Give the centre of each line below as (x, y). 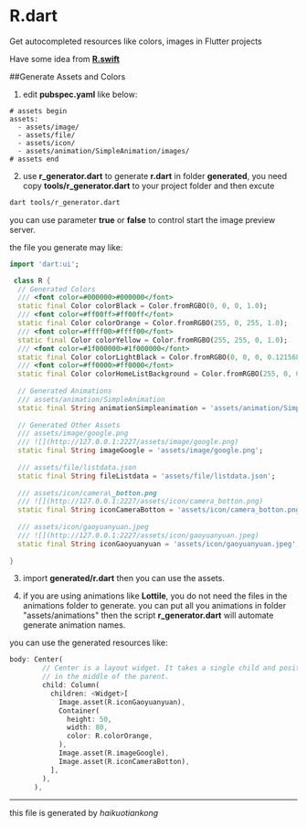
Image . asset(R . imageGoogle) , (114, 753)
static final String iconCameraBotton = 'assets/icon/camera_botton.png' (161, 510)
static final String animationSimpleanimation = (112, 408)
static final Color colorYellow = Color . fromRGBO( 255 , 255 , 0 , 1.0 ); (153, 340)
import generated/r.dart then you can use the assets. (124, 578)
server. (23, 229)
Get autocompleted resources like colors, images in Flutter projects (136, 41)
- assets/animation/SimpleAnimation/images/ (104, 151)
